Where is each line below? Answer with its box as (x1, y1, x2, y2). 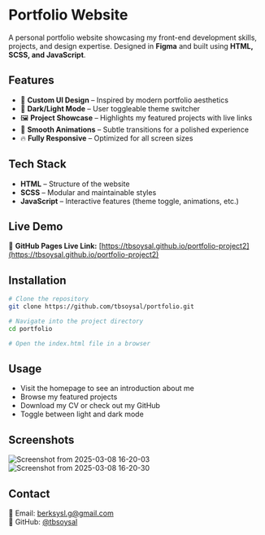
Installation (8, 273, 67, 287)
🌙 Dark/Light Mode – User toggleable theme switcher (20, 103, 201, 113)
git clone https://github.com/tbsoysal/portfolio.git (8, 302, 195, 311)
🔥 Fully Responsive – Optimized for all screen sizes (20, 133, 193, 143)
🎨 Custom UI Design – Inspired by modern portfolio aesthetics (20, 95, 229, 105)
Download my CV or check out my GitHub (20, 401, 161, 411)
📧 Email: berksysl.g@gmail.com (8, 508, 114, 518)
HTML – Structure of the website (20, 179, 130, 189)
